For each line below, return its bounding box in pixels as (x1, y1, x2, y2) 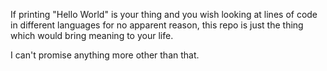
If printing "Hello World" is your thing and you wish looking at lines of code (10, 9, 318, 20)
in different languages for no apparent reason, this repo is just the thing (10, 19, 304, 31)
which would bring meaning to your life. (10, 30, 174, 41)
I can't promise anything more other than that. (10, 49, 200, 61)
